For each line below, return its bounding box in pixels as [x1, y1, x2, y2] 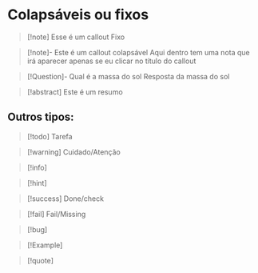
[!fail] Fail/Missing [26, 209, 86, 219]
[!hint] [26, 178, 47, 187]
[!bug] [26, 224, 48, 234]
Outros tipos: [7, 110, 74, 124]
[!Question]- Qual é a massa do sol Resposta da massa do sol [26, 71, 230, 81]
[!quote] [26, 255, 54, 265]
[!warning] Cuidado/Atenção [26, 147, 121, 157]
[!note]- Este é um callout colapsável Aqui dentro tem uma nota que [26, 47, 250, 57]
